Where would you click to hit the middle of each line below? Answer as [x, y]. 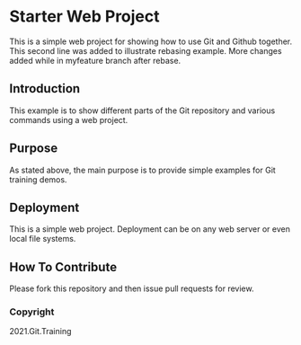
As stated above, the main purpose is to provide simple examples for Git [142, 170]
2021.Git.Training [40, 332]
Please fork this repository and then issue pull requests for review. [132, 288]
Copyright [32, 312]
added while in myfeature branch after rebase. [95, 60]
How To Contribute [63, 267]
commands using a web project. [69, 119]
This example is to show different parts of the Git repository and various [142, 111]
